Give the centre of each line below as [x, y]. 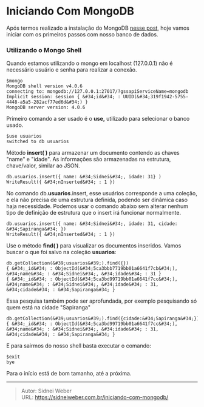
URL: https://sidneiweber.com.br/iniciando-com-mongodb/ [95, 397]
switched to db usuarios [38, 142]
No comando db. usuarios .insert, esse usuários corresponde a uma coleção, [102, 193]
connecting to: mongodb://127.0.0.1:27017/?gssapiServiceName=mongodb [97, 92]
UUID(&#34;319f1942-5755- [156, 97]
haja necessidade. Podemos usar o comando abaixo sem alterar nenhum [97, 206]
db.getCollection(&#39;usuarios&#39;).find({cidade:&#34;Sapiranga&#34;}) [103, 319]
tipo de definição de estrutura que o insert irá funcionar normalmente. [93, 213]
